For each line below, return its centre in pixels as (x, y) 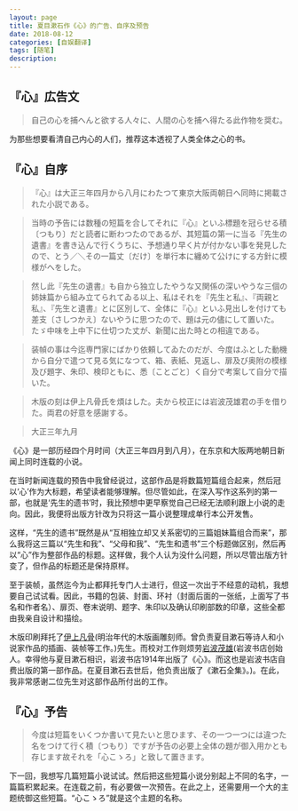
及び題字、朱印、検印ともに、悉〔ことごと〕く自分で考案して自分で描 (159, 371)
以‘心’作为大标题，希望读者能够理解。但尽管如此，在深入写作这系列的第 (140, 491)
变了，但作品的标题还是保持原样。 (71, 566)
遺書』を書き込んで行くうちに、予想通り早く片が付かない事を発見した (159, 244)
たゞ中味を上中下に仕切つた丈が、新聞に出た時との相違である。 (147, 330)
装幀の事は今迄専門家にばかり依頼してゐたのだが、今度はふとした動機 (159, 349)
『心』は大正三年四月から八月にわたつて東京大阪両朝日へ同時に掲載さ (159, 193)
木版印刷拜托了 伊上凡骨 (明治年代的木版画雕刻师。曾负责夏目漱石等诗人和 (143, 637)
